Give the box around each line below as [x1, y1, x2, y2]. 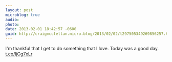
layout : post [5, 7, 33, 13]
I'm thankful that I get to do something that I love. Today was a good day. [5, 46, 159, 51]
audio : [5, 17, 19, 22]
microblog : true [5, 12, 40, 17]
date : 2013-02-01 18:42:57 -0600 [5, 27, 77, 32]
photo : [5, 22, 19, 27]
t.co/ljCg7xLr [5, 51, 33, 57]
